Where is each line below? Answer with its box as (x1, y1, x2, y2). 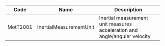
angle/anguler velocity (99, 33, 151, 40)
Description (114, 6, 142, 13)
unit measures (99, 21, 132, 27)
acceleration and (99, 27, 138, 33)
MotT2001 (7, 24, 33, 30)
